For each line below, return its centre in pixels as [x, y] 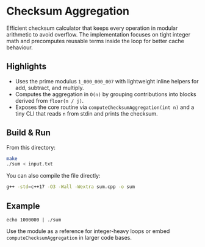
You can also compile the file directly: [53, 176]
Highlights [27, 67]
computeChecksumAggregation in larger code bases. [69, 238]
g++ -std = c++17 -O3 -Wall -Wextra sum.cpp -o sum [71, 187]
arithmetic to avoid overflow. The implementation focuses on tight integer [99, 34]
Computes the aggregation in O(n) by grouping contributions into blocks [106, 94]
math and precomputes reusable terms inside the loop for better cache [95, 41]
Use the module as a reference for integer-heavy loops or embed [88, 231]
